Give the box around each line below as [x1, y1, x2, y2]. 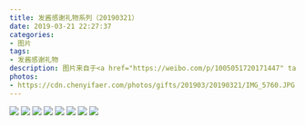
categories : [9, 30, 55, 39]
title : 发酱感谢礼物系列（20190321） [9, 13, 139, 23]
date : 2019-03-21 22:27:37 [9, 22, 112, 31]
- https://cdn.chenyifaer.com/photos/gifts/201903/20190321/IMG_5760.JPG [9, 81, 296, 90]
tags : [9, 47, 30, 56]
